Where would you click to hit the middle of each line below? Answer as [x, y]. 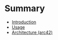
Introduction [24, 22]
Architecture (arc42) [32, 32]
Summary [25, 9]
